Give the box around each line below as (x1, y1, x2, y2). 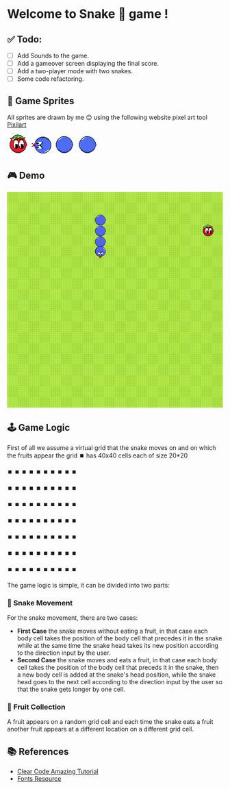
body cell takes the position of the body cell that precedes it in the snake (16, 634, 222, 642)
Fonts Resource (16, 775, 62, 783)
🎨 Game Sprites (7, 95, 75, 107)
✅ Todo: (7, 34, 42, 45)
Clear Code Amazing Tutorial (16, 767, 99, 776)
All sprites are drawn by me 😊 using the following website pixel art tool (7, 113, 207, 122)
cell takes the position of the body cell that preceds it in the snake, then (16, 663, 219, 671)
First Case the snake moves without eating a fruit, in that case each (16, 627, 208, 635)
